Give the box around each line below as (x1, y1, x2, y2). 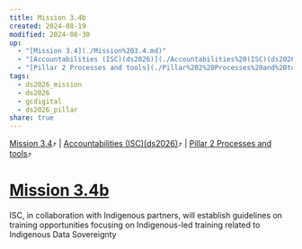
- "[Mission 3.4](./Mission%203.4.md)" (17, 47, 167, 56)
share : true (9, 113, 54, 122)
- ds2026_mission (17, 80, 83, 89)
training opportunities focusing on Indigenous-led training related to (9, 219, 261, 230)
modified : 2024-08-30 (9, 30, 91, 39)
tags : (9, 72, 30, 81)
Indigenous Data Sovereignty (9, 229, 117, 240)
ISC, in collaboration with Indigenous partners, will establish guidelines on (9, 210, 283, 221)
